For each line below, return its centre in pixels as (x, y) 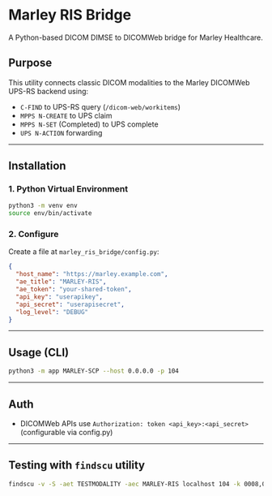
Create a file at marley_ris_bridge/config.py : (84, 252)
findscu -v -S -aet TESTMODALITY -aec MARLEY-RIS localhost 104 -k (125, 484)
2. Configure (34, 235)
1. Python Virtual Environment (68, 189)
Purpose (30, 63)
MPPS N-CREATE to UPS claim (66, 115)
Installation (37, 166)
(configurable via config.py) (66, 432)
